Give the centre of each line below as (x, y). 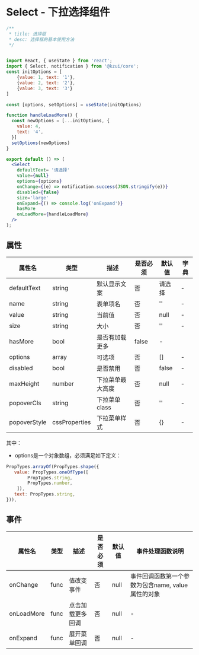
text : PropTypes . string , (45, 494)
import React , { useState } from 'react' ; (59, 61)
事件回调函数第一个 (157, 576)
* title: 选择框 (27, 34)
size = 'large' (33, 198)
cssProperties (72, 422)
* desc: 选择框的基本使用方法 (41, 39)
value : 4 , (29, 126)
